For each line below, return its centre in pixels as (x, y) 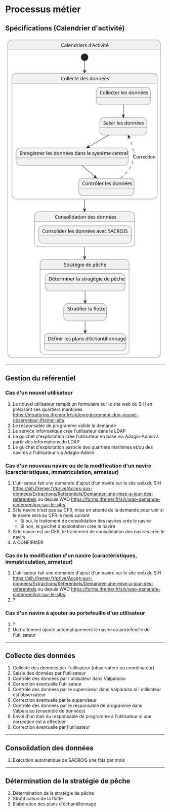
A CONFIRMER (28, 542)
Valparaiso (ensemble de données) (49, 711)
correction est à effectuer (39, 722)
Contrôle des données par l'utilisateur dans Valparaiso (69, 678)
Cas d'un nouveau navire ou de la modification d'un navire (78, 466)
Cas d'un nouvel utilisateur (39, 393)
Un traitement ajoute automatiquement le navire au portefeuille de (81, 629)
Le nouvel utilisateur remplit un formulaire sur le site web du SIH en (82, 404)
